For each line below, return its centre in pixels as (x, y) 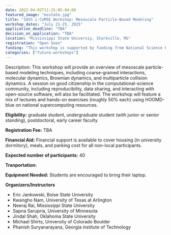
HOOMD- (155, 99)
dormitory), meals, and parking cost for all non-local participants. (74, 145)
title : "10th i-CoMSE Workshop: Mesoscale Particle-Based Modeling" (79, 19)
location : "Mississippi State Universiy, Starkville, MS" (68, 39)
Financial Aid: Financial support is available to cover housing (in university (83, 140)
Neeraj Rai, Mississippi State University (54, 205)
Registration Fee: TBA (29, 130)
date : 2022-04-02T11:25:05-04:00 (41, 10)
